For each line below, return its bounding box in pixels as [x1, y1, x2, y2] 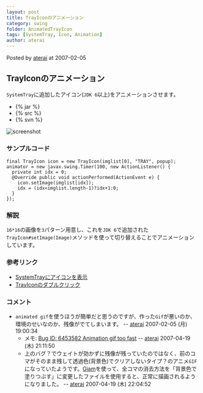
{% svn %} [15, 116, 43, 123]
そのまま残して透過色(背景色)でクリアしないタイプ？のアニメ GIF [35, 358, 197, 364]
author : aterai [6, 37, 45, 43]
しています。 [6, 241, 39, 249]
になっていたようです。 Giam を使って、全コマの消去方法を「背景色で [24, 365, 197, 372]
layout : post [6, 9, 40, 15]
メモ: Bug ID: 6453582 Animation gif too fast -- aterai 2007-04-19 [24, 334, 191, 342]
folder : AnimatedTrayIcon [6, 26, 72, 32]
